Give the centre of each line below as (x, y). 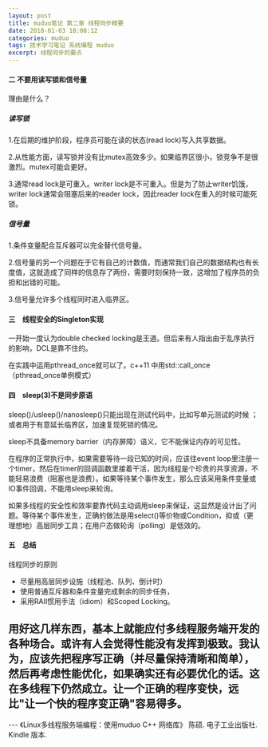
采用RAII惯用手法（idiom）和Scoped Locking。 (97, 601)
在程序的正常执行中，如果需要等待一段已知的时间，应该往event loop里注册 (130, 458)
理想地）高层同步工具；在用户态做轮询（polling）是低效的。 (106, 525)
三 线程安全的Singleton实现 (56, 319)
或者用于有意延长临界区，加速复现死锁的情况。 (85, 424)
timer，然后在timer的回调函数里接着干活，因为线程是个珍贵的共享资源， (133, 468)
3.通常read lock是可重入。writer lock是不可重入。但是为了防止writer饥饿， (130, 184)
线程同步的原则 (33, 564)
